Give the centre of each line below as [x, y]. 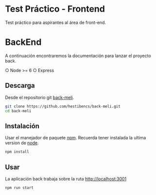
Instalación [22, 126]
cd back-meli [18, 111]
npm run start [19, 188]
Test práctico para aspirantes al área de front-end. [55, 22]
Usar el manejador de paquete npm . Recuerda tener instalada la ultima [76, 138]
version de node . [22, 143]
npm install [17, 152]
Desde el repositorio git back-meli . [40, 97]
